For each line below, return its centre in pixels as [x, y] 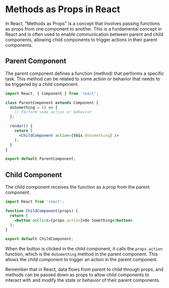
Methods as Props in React [63, 9]
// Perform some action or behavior [53, 112]
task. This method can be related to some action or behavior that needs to [83, 79]
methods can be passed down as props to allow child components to [77, 275]
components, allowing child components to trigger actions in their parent [81, 40]
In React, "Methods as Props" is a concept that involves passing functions [82, 23]
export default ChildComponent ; [39, 239]
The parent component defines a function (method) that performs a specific [84, 73]
